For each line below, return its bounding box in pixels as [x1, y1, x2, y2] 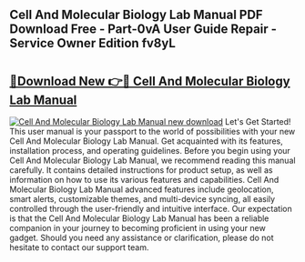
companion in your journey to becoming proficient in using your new [9, 223, 266, 233]
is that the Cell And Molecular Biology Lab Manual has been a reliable [9, 213, 269, 224]
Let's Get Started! [224, 116, 291, 126]
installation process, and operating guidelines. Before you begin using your [9, 146, 291, 156]
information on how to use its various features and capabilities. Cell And [9, 175, 280, 185]
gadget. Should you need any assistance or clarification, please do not [9, 232, 275, 243]
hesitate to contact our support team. [9, 242, 149, 253]
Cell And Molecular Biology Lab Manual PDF [9, 7, 263, 23]
